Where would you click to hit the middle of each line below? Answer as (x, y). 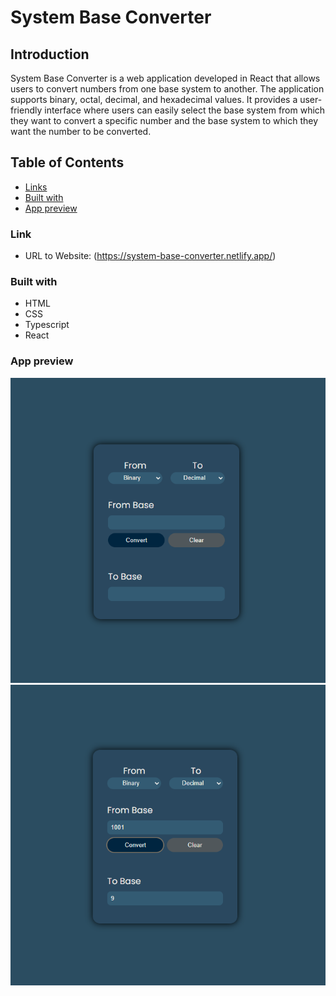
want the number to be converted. (81, 131)
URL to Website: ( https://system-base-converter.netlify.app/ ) (150, 256)
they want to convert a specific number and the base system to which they (164, 120)
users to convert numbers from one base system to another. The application (167, 89)
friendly (26, 110)
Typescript (47, 325)
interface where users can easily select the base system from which (185, 110)
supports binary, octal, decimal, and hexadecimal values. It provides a (154, 99)
